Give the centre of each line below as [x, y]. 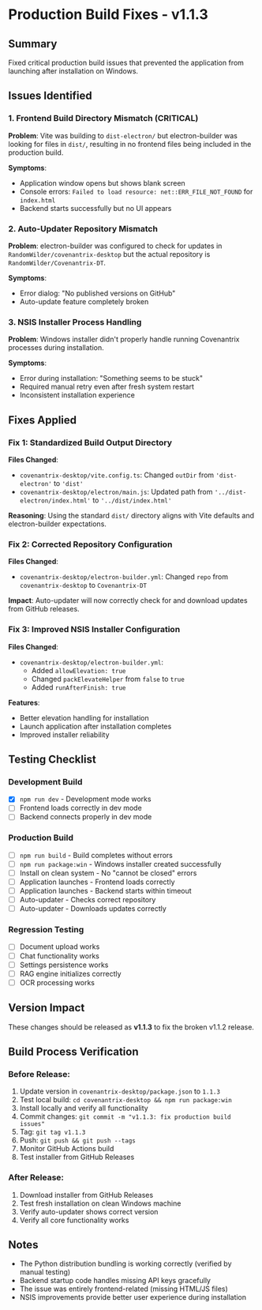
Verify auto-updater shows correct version [89, 1211]
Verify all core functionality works [74, 1220]
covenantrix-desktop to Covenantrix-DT [83, 585]
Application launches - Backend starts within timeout [105, 890]
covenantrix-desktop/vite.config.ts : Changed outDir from [117, 475]
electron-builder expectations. [57, 524]
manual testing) [45, 1272]
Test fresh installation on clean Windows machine [100, 1203]
